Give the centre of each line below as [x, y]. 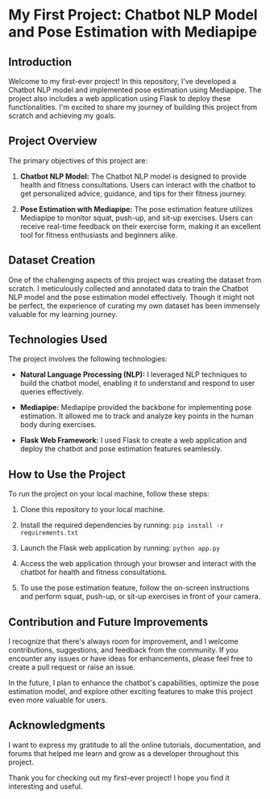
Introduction [40, 62]
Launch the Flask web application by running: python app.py [120, 548]
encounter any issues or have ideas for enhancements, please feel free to [131, 659]
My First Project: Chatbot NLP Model [133, 15]
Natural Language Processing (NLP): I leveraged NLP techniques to [133, 374]
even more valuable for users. [58, 700]
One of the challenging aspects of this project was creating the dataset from [135, 280]
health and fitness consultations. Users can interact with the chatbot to [138, 184]
